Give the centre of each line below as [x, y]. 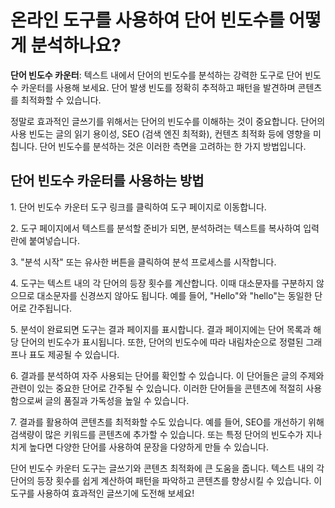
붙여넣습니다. [54, 240]
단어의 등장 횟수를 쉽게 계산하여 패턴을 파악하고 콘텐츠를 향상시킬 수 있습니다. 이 [166, 480]
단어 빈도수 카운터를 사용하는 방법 [107, 181]
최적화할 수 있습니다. [61, 100]
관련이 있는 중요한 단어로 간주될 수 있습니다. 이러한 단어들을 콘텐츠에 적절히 [157, 388]
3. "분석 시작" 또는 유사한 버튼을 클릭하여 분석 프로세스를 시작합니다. [143, 262]
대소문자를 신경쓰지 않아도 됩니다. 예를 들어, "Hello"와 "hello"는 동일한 [174, 295]
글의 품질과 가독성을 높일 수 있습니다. [117, 400]
